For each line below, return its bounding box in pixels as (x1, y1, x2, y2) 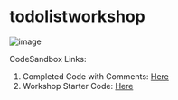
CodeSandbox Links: (9, 53, 87, 64)
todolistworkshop (9, 6, 146, 27)
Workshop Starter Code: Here (22, 80, 134, 91)
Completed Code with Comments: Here (22, 70, 170, 82)
